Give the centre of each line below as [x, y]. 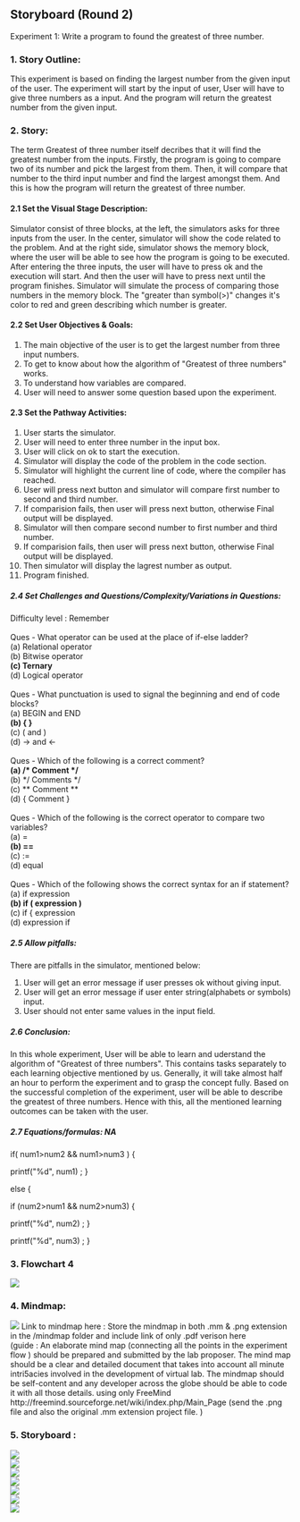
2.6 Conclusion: [40, 1031]
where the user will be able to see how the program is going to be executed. [150, 257]
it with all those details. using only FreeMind [91, 1393]
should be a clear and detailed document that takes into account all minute [147, 1365]
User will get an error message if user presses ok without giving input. [152, 982]
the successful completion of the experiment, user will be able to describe [147, 1092]
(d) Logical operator [47, 675]
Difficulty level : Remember [60, 618]
